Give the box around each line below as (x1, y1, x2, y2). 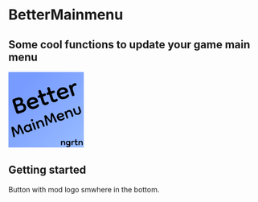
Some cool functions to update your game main (8, 38, 251, 52)
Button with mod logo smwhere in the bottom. (8, 184, 160, 194)
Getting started (8, 163, 87, 177)
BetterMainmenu (8, 6, 124, 24)
